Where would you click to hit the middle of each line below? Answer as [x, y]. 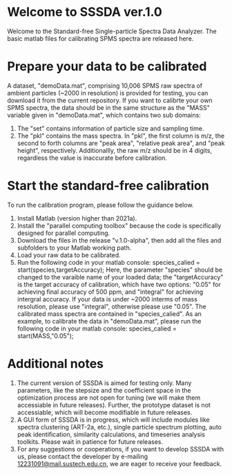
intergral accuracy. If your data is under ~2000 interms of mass [107, 299]
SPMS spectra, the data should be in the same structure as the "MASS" [109, 107]
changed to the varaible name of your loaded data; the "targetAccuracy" [120, 277]
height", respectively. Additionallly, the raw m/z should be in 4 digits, [115, 150]
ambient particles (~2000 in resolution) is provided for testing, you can [108, 93]
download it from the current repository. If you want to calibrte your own [110, 100]
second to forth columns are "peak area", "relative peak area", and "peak [121, 143]
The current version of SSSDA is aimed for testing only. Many [104, 383]
